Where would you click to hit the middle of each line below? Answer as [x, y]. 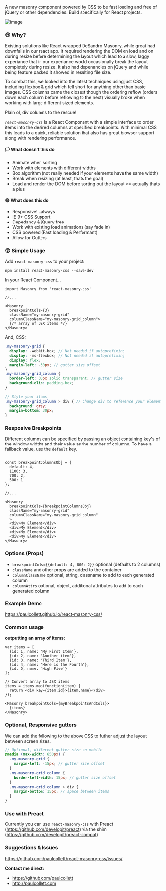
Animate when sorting [35, 162]
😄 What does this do [27, 200]
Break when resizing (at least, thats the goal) [58, 178]
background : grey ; [29, 406]
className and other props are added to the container [67, 569]
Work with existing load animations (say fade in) [61, 227]
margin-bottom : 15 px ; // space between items [62, 792]
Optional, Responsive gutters [41, 725]
